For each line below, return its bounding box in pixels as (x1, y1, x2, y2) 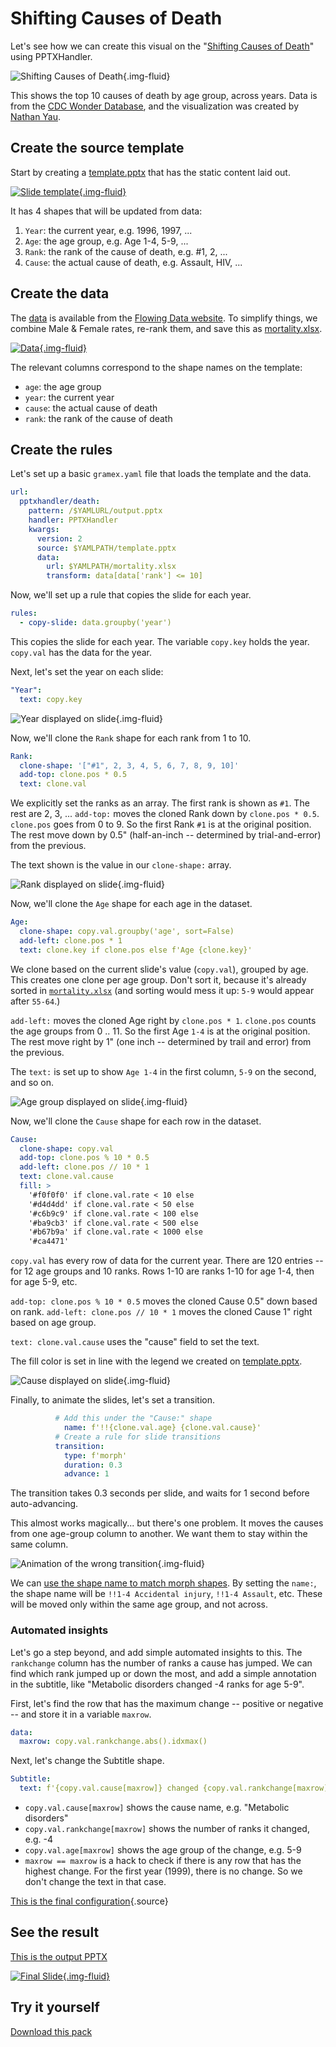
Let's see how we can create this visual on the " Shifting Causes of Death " (10, 40, 315, 52)
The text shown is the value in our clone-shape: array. (10, 859, 232, 871)
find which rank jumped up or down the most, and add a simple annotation (10, 1667, 317, 1679)
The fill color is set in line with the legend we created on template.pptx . (10, 1355, 303, 1367)
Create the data (10, 285, 110, 302)
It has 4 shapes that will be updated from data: (10, 205, 203, 217)
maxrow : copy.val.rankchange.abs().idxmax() (19, 1737, 208, 1747)
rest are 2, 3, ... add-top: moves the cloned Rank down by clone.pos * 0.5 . (10, 808, 320, 820)
